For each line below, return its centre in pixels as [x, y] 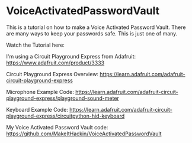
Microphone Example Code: [40, 92]
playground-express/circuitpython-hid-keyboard [65, 116]
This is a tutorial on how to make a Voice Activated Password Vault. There [96, 27]
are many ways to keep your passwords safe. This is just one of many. [92, 33]
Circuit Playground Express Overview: [52, 74]
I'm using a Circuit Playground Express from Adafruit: [71, 56]
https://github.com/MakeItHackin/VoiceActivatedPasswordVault [84, 134]
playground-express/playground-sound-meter [63, 98]
